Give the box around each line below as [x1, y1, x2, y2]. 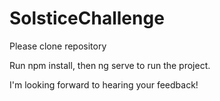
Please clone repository [9, 40, 107, 52]
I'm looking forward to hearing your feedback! [9, 78, 199, 91]
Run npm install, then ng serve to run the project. [9, 59, 211, 71]
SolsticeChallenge [9, 7, 165, 30]
